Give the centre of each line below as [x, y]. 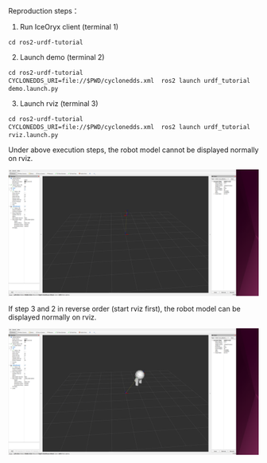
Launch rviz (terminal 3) [59, 104]
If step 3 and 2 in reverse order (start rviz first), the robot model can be [124, 308]
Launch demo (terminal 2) [62, 57]
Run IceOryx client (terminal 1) [69, 27]
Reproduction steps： [44, 11]
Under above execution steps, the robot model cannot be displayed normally [133, 150]
